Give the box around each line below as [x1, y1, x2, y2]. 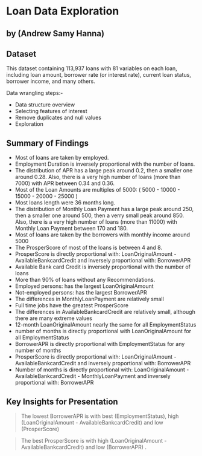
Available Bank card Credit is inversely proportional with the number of [14, 263, 191, 270]
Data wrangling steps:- [6, 90, 63, 97]
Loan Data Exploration [6, 4, 119, 18]
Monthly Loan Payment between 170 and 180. [14, 225, 128, 232]
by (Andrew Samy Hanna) [6, 28, 104, 39]
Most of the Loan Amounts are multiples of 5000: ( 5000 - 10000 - [14, 186, 180, 194]
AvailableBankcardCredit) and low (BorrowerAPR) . [21, 443, 147, 451]
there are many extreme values [14, 314, 92, 322]
